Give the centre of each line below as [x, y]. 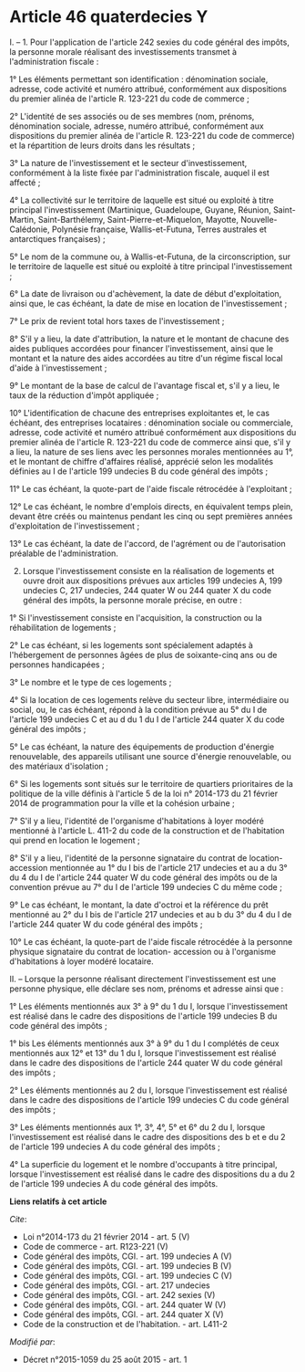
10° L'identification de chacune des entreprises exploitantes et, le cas [140, 413]
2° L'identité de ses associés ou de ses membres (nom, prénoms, [132, 116]
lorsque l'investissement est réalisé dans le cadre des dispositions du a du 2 [152, 1174]
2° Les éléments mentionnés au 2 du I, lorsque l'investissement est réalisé [148, 1090]
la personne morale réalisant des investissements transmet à [123, 51]
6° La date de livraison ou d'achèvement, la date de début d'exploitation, [146, 293]
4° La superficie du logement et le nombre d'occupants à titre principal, [143, 1164]
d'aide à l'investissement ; [58, 368]
